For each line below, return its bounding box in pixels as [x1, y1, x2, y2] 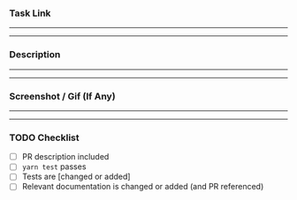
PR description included [21, 152, 110, 162]
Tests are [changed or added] [21, 171, 131, 182]
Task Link [9, 7, 51, 19]
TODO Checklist [9, 131, 80, 144]
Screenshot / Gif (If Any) [9, 90, 117, 102]
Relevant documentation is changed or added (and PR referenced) [21, 181, 264, 192]
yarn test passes [21, 161, 87, 172]
